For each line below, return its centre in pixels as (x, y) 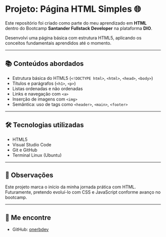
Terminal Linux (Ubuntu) (37, 155)
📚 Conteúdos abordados (44, 64)
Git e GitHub (25, 150)
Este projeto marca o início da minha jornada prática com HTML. (71, 187)
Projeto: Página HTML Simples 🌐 (73, 9)
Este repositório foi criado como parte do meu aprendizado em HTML (76, 23)
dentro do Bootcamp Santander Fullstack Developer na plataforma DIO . (79, 28)
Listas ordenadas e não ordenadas (47, 88)
